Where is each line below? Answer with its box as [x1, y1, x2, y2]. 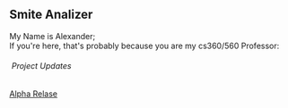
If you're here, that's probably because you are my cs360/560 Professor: [9, 40, 280, 51]
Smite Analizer [9, 7, 93, 22]
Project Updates [11, 61, 72, 71]
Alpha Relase [9, 88, 58, 99]
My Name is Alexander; [9, 30, 96, 41]
